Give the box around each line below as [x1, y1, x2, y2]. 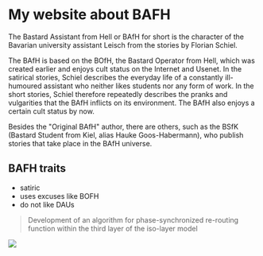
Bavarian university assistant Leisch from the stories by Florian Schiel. [8, 40, 238, 49]
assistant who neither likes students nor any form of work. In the [43, 81, 254, 91]
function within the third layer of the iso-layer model [27, 223, 199, 233]
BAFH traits [8, 161, 66, 176]
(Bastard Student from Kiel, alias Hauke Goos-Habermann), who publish [8, 130, 244, 140]
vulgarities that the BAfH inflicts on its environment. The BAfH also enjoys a [8, 98, 256, 107]
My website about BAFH [8, 6, 171, 24]
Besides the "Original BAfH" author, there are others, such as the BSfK [8, 122, 239, 131]
